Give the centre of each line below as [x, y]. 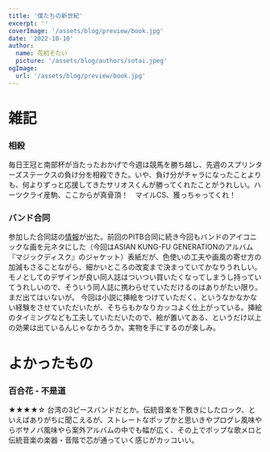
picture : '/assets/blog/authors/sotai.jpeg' [91, 61]
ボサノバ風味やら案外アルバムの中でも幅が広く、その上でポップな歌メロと [139, 429]
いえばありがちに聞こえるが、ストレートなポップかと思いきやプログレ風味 [132, 420]
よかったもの [51, 363]
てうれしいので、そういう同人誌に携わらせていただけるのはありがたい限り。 [135, 287]
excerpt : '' [28, 23]
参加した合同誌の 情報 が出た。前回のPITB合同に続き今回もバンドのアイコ [129, 237]
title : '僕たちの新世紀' [46, 16]
